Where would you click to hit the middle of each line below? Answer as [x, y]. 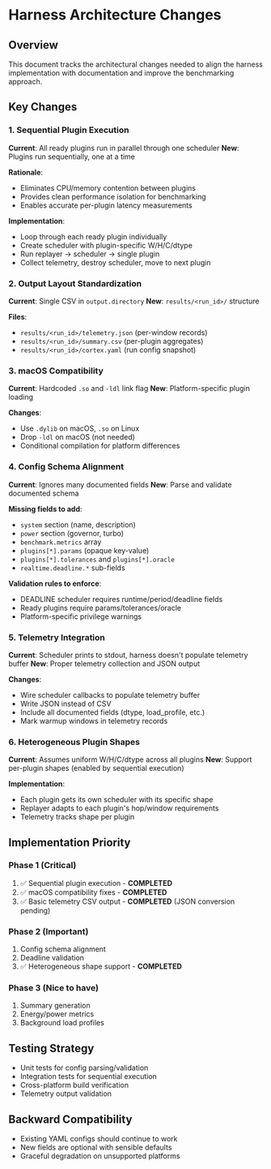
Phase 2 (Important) [49, 931]
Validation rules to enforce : [55, 583]
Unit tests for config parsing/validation [84, 1068]
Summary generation [55, 1006]
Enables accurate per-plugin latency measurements [106, 205]
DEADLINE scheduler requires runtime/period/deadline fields [121, 599]
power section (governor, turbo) [72, 533]
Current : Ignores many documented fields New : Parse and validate [120, 484]
